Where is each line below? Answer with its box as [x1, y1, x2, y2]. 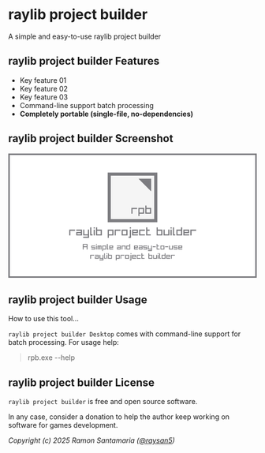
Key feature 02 [19, 84, 69, 93]
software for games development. [8, 421, 118, 430]
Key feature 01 [19, 75, 67, 84]
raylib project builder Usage [8, 293, 147, 306]
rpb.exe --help [27, 353, 76, 362]
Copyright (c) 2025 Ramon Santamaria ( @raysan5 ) [8, 436, 175, 445]
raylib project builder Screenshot [8, 132, 174, 145]
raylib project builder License [8, 376, 155, 389]
